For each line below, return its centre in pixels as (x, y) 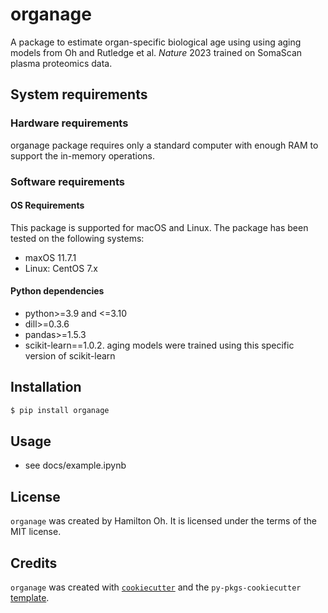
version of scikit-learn (70, 355)
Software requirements (68, 181)
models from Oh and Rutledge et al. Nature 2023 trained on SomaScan (156, 52)
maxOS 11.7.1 (50, 257)
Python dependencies (57, 291)
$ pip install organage (60, 410)
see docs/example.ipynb (75, 465)
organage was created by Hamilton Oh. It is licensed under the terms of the (163, 521)
